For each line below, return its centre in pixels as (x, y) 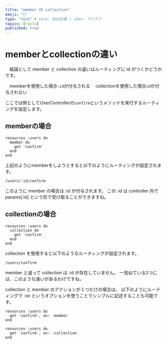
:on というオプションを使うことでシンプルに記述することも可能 (88, 295)
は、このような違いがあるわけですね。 (44, 279)
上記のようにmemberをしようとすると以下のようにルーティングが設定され (81, 165)
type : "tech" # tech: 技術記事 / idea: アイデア (54, 19)
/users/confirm (21, 263)
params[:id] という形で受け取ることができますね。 (57, 197)
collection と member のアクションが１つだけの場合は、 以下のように (76, 289)
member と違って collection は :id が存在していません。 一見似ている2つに (81, 272)
